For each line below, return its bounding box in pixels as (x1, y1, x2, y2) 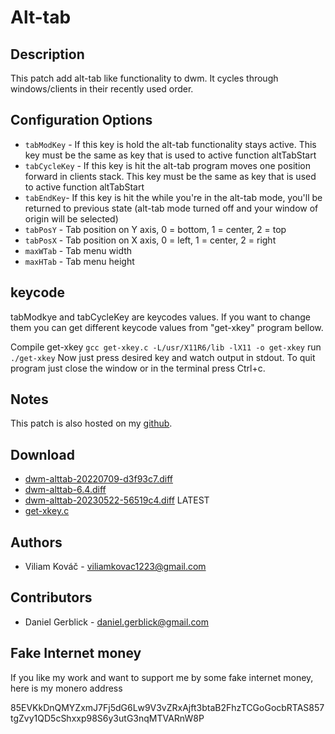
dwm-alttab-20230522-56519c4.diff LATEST (24, 494, 210, 506)
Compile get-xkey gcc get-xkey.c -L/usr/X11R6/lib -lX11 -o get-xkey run (10, 341, 322, 353)
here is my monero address (10, 682, 123, 694)
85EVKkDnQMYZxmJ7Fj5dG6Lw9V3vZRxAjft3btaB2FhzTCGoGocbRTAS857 (10, 701, 325, 713)
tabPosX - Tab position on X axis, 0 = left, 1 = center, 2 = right (24, 234, 277, 246)
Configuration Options (10, 112, 153, 129)
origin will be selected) (24, 212, 119, 225)
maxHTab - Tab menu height (24, 255, 135, 267)
